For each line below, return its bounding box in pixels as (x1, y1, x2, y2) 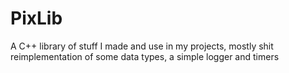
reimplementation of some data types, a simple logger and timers (10, 50, 280, 62)
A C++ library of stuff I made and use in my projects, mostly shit (10, 40, 274, 52)
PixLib (10, 7, 63, 30)
